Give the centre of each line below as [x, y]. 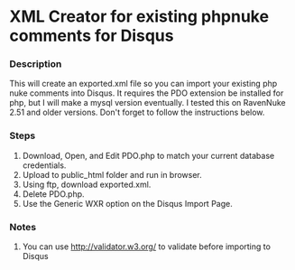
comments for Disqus [92, 36]
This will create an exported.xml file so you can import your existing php [143, 84]
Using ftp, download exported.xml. [87, 184]
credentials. [44, 165]
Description [36, 64]
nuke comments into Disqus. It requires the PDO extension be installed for [147, 93]
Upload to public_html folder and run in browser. [112, 174]
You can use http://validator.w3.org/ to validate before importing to [146, 247]
